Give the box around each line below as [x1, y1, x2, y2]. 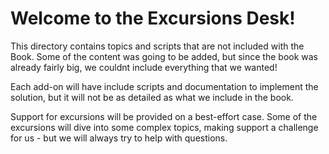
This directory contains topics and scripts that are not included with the [10, 40, 305, 52]
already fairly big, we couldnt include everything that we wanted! [10, 61, 278, 73]
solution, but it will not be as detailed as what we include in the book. [10, 91, 294, 103]
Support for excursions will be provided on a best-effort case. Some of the [10, 110, 318, 122]
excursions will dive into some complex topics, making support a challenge [10, 121, 319, 133]
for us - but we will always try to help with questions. [10, 132, 228, 144]
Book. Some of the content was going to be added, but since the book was [10, 50, 319, 62]
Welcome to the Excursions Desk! [10, 7, 296, 30]
